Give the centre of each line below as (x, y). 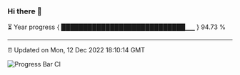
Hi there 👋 (25, 11)
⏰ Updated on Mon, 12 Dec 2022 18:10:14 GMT (76, 50)
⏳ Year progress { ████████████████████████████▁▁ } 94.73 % (117, 27)
